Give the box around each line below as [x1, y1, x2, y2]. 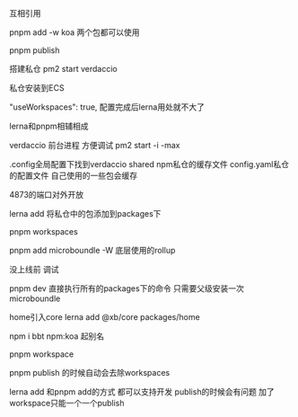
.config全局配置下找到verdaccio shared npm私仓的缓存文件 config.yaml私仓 [9, 159, 290, 169]
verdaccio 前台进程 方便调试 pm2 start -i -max [9, 140, 181, 150]
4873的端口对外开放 [9, 190, 84, 200]
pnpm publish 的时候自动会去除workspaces [9, 368, 171, 377]
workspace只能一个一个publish [9, 398, 125, 408]
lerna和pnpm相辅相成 [9, 120, 89, 131]
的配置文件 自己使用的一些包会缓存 [9, 170, 137, 181]
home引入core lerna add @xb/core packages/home [9, 312, 200, 322]
